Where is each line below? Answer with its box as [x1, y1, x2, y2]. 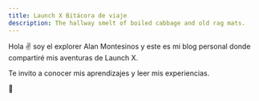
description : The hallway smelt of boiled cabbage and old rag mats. [8, 19, 246, 27]
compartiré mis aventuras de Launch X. [8, 52, 139, 62]
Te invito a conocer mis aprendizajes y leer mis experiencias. [8, 68, 210, 78]
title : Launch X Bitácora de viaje [8, 11, 127, 20]
